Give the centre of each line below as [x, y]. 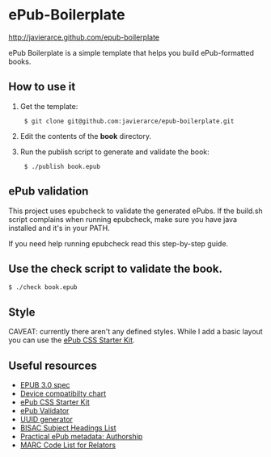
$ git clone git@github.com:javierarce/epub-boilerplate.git [129, 121]
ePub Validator [44, 411]
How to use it [42, 87]
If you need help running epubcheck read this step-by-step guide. [119, 243]
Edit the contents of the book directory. [86, 136]
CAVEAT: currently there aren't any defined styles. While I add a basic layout [135, 332]
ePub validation [49, 191]
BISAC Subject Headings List [68, 428]
